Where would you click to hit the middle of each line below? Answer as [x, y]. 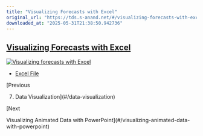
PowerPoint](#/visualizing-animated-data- [137, 120]
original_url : [24, 17]
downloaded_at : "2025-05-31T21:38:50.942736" [64, 23]
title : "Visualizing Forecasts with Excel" [62, 12]
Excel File [27, 73]
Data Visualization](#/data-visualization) [65, 97]
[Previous [18, 85]
